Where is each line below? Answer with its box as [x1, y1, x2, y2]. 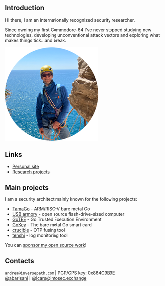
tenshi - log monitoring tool [12, 232, 68, 238]
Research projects [12, 169, 50, 175]
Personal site [12, 164, 39, 170]
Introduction [5, 4, 45, 12]
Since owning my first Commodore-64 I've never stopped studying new [5, 27, 152, 33]
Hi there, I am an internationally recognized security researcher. [5, 17, 135, 23]
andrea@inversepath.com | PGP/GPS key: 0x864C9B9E [5, 270, 115, 276]
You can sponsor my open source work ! [5, 242, 87, 248]
